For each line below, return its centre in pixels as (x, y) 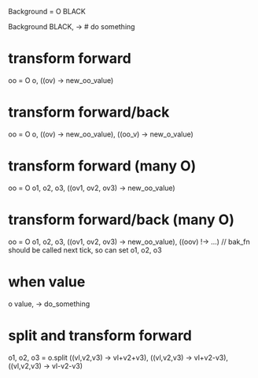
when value (47, 281)
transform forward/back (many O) (121, 219)
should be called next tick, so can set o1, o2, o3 (85, 250)
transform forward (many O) (102, 166)
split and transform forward (100, 335)
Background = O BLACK (47, 11)
